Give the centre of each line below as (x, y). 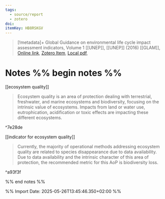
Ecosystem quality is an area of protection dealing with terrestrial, (84, 97)
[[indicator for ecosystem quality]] (40, 137)
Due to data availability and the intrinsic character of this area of (83, 157)
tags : (11, 10)
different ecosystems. (40, 118)
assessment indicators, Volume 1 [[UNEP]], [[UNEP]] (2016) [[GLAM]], (89, 48)
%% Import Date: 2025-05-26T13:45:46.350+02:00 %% (63, 192)
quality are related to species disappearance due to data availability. (87, 152)
